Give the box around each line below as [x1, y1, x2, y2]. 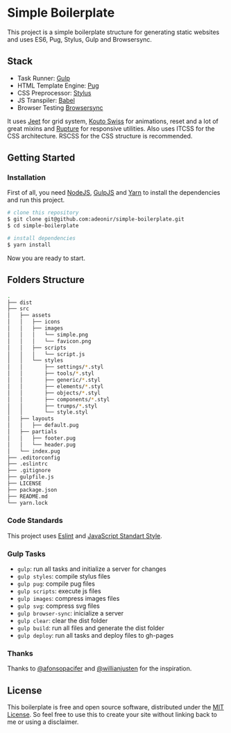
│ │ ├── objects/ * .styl [7, 389, 101, 396]
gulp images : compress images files [17, 595, 120, 603]
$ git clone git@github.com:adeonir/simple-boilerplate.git [7, 216, 185, 223]
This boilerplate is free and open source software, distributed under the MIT [7, 703, 224, 711]
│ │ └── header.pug [7, 441, 76, 448]
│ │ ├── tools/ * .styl [7, 370, 95, 377]
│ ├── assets [7, 312, 51, 319]
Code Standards [7, 516, 64, 526]
